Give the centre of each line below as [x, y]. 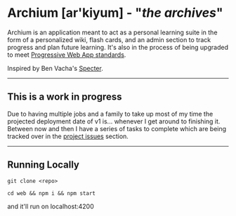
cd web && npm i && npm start [52, 193]
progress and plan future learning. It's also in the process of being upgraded [118, 47]
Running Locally [43, 165]
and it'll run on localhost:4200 [51, 206]
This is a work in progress [65, 97]
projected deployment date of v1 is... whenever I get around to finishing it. [114, 121]
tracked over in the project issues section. [68, 136]
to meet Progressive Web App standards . [67, 55]
